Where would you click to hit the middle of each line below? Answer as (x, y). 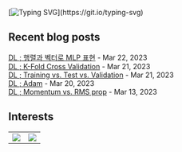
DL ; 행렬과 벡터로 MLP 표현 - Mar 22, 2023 (78, 57)
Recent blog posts (54, 37)
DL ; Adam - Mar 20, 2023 (51, 83)
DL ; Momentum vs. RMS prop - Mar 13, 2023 (83, 92)
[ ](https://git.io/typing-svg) (76, 12)
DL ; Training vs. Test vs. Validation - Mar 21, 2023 (91, 75)
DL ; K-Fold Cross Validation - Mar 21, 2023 (79, 66)
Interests (31, 117)
